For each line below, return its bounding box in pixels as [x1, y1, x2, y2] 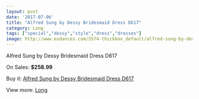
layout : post [6, 8, 38, 15]
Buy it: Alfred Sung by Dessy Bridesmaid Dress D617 [6, 75, 134, 82]
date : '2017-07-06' [6, 14, 54, 20]
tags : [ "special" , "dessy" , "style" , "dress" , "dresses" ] [6, 31, 142, 37]
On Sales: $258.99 [6, 64, 53, 71]
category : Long [6, 25, 44, 31]
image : [6, 36, 23, 42]
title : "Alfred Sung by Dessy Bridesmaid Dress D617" [6, 19, 142, 25]
